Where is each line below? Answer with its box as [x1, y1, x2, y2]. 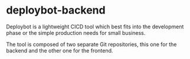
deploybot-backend [6, 4, 106, 17]
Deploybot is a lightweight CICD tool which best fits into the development [6, 23, 184, 30]
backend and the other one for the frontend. [6, 47, 113, 54]
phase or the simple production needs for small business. [6, 29, 146, 36]
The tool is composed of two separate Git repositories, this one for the [6, 41, 177, 48]
